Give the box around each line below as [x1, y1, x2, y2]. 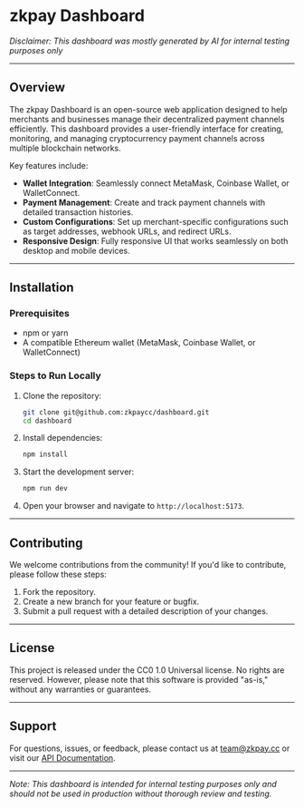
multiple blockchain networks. [9, 142, 122, 153]
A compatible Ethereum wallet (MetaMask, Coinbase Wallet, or [22, 337, 256, 348]
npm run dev [22, 484, 68, 493]
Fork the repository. [22, 587, 97, 598]
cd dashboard [22, 416, 72, 425]
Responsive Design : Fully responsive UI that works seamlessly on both [22, 235, 289, 246]
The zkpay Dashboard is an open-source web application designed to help [9, 103, 288, 114]
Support [9, 718, 57, 735]
